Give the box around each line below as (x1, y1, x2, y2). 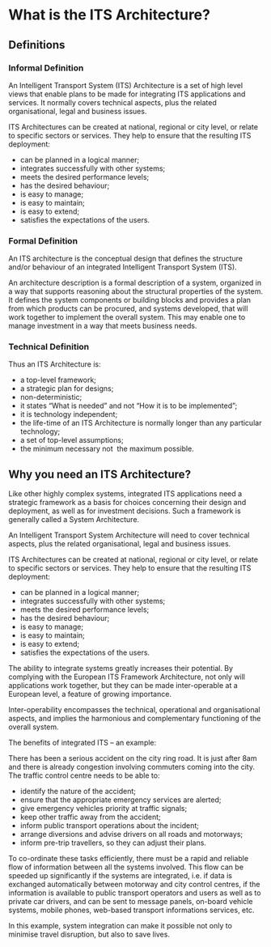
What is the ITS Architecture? (8, 6, 210, 24)
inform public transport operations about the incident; (19, 821, 200, 830)
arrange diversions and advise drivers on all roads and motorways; (19, 830, 243, 839)
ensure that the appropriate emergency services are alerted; (19, 795, 222, 805)
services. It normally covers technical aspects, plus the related (8, 97, 217, 107)
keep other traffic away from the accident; (19, 812, 162, 822)
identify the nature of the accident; (19, 787, 136, 796)
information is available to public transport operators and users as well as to (8, 888, 261, 898)
